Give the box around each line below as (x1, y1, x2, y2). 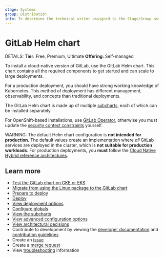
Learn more (5, 167, 41, 175)
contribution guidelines (12, 232, 59, 237)
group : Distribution (5, 12, 47, 17)
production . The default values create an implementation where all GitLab (5, 137, 154, 143)
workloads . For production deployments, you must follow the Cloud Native (5, 148, 156, 153)
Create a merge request (12, 242, 60, 248)
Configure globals (12, 206, 48, 212)
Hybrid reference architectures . (5, 152, 68, 159)
